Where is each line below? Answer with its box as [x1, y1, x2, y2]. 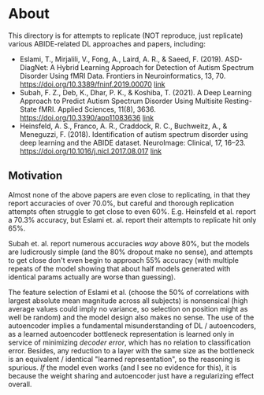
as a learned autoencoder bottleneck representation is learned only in [8, 329, 235, 338]
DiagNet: [19, 62, 49, 72]
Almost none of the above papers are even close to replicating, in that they [8, 190, 251, 199]
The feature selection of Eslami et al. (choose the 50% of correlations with [8, 287, 250, 297]
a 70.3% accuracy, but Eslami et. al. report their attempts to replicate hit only [8, 215, 257, 224]
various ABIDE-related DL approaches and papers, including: [8, 39, 206, 48]
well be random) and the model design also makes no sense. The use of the [8, 312, 255, 322]
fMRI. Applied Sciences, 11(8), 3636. [38, 104, 156, 114]
